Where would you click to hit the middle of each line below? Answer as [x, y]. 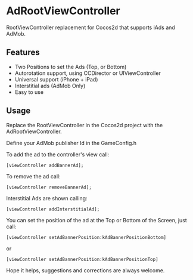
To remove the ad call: [33, 176]
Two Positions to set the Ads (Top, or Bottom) [71, 67]
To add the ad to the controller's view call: [58, 154]
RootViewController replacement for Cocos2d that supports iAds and [91, 27]
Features [23, 53]
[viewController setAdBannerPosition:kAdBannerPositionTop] [83, 259]
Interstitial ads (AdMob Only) [50, 86]
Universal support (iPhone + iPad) [56, 79]
